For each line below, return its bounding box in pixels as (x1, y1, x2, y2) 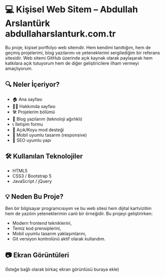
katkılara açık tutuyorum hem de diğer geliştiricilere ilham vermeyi (5, 60, 139, 66)
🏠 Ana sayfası (12, 96, 43, 102)
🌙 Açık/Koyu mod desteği (12, 127, 64, 133)
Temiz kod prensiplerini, (12, 225, 61, 232)
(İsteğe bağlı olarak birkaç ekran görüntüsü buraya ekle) (5, 267, 120, 273)
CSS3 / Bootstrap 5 (12, 173, 52, 179)
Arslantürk (5, 18, 50, 29)
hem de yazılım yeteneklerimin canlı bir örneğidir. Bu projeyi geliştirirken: (5, 210, 153, 217)
